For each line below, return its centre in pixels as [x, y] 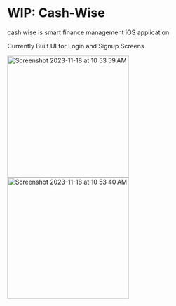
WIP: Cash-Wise [56, 13]
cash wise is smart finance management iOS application [88, 32]
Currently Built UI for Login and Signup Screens [76, 46]
